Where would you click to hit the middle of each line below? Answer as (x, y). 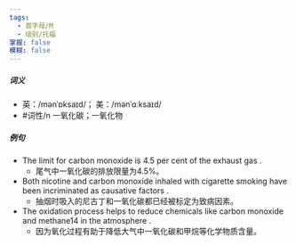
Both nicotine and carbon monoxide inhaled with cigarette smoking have (154, 181)
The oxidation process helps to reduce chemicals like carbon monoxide (153, 211)
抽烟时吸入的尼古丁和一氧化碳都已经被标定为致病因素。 (136, 201)
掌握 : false (30, 42)
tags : (19, 17)
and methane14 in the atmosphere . (87, 221)
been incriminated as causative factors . (95, 191)
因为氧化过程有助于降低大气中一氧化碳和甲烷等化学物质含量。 (148, 232)
